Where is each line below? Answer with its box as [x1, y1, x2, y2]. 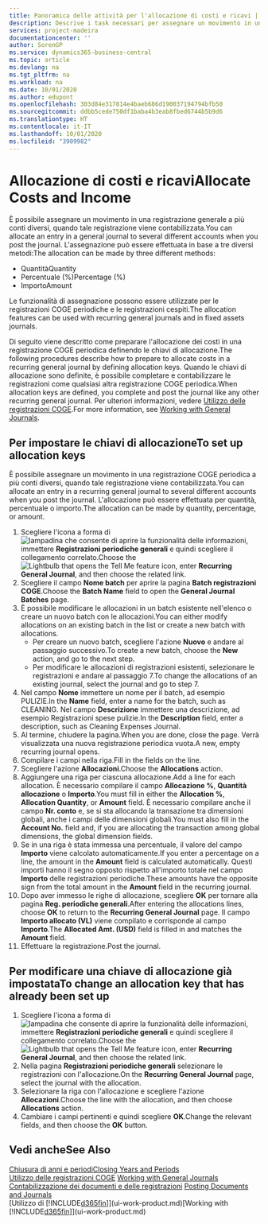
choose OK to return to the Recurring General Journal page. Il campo [20, 907, 251, 917]
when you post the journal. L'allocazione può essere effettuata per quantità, [9, 495, 257, 505]
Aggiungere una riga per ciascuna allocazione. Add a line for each [20, 772, 235, 782]
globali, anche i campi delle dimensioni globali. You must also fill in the [20, 814, 250, 824]
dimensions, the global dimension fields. [20, 832, 153, 841]
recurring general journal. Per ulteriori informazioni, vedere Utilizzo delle [9, 396, 246, 406]
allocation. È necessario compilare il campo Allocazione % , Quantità [20, 781, 247, 791]
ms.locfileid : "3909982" [9, 137, 91, 146]
